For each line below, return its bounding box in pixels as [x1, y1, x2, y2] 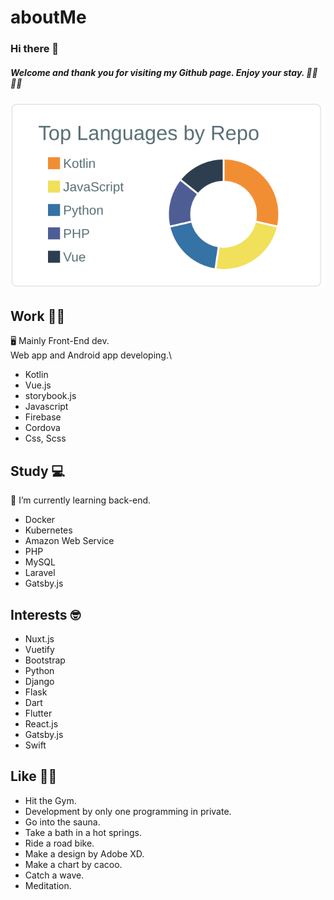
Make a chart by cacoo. [24, 858, 123, 870]
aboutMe [10, 6, 87, 29]
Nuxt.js [24, 632, 55, 645]
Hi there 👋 [10, 42, 60, 56]
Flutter [24, 707, 53, 719]
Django [24, 675, 55, 687]
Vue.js [24, 379, 52, 391]
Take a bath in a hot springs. [24, 826, 142, 838]
